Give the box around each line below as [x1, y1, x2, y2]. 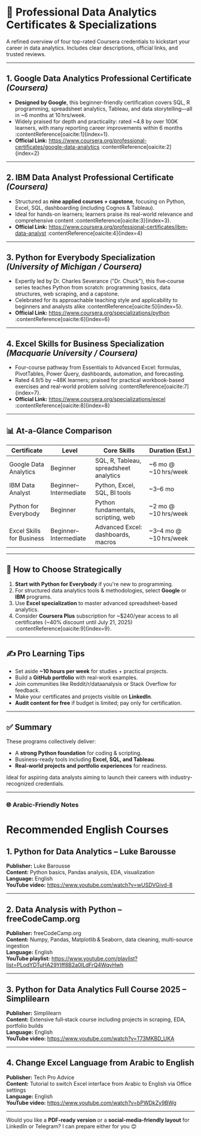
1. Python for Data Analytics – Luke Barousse [6, 846, 176, 857]
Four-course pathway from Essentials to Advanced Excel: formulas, [14, 364, 181, 371]
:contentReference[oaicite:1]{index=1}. [14, 130, 109, 138]
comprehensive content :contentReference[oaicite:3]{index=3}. [14, 216, 172, 224]
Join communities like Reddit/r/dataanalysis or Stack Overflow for [14, 680, 176, 687]
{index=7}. [14, 389, 41, 396]
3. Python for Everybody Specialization [6, 252, 156, 262]
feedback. [14, 686, 40, 694]
